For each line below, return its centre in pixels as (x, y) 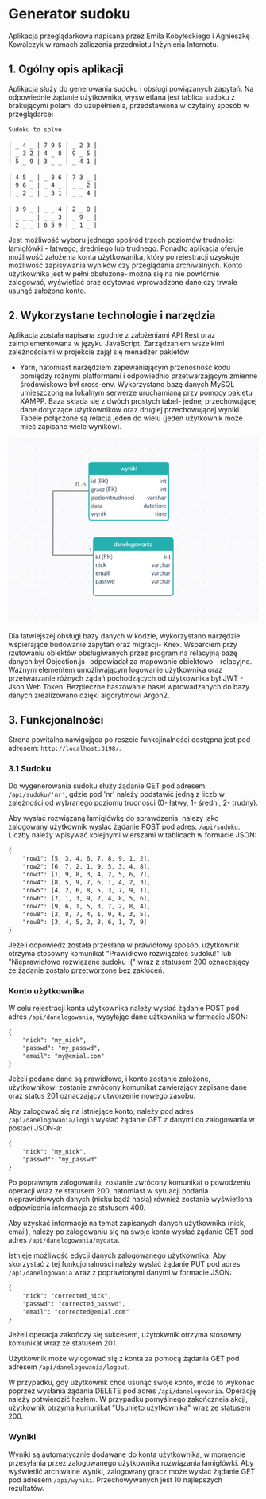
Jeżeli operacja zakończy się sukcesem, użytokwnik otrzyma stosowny (125, 1335)
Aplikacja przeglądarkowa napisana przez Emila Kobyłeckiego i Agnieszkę (129, 36)
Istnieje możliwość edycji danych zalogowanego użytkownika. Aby (117, 1255)
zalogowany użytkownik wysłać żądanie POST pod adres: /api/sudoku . (124, 827)
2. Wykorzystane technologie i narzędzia (112, 316)
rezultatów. (27, 1488)
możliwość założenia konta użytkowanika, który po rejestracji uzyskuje (124, 256)
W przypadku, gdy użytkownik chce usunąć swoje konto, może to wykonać (132, 1383)
